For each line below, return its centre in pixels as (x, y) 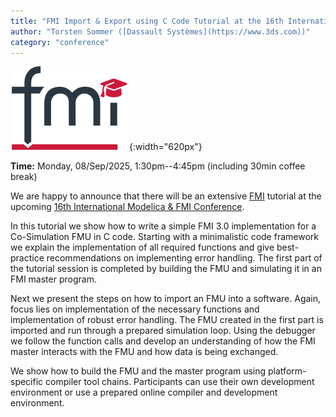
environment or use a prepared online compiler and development (144, 392)
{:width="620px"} (166, 147)
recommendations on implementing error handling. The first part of (184, 258)
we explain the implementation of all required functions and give (142, 247)
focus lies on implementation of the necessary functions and (135, 309)
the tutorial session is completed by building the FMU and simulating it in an (166, 269)
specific (27, 382)
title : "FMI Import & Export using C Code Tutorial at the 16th (147, 21)
